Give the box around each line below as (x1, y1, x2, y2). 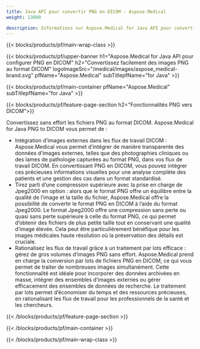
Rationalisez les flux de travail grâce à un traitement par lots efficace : (14, 245, 186, 252)
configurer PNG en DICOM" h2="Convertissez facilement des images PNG (6, 59, 189, 66)
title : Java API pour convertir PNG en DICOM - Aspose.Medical (6, 8, 167, 15)
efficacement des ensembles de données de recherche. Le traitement (14, 282, 186, 289)
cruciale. (14, 238, 37, 245)
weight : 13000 (6, 14, 42, 20)
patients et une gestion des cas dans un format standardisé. (14, 175, 162, 182)
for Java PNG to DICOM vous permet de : (6, 126, 108, 133)
